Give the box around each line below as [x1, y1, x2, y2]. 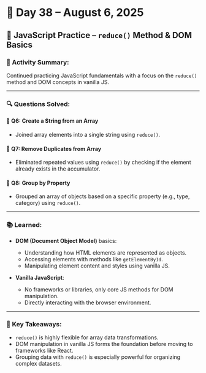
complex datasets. [15, 360, 63, 367]
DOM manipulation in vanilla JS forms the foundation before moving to [15, 340, 193, 347]
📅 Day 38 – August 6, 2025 [6, 6, 144, 20]
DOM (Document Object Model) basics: [15, 237, 117, 244]
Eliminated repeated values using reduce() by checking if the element [15, 159, 191, 166]
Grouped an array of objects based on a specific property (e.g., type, [15, 193, 190, 200]
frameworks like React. [15, 347, 74, 354]
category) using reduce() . [15, 199, 81, 207]
